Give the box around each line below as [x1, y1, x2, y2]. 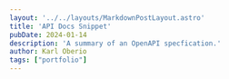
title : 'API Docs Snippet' [9, 22, 112, 31]
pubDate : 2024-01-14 [9, 30, 88, 39]
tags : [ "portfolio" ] [9, 55, 88, 64]
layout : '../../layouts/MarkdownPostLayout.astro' [9, 13, 205, 23]
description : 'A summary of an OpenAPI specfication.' [9, 38, 222, 48]
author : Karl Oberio [9, 47, 88, 56]
